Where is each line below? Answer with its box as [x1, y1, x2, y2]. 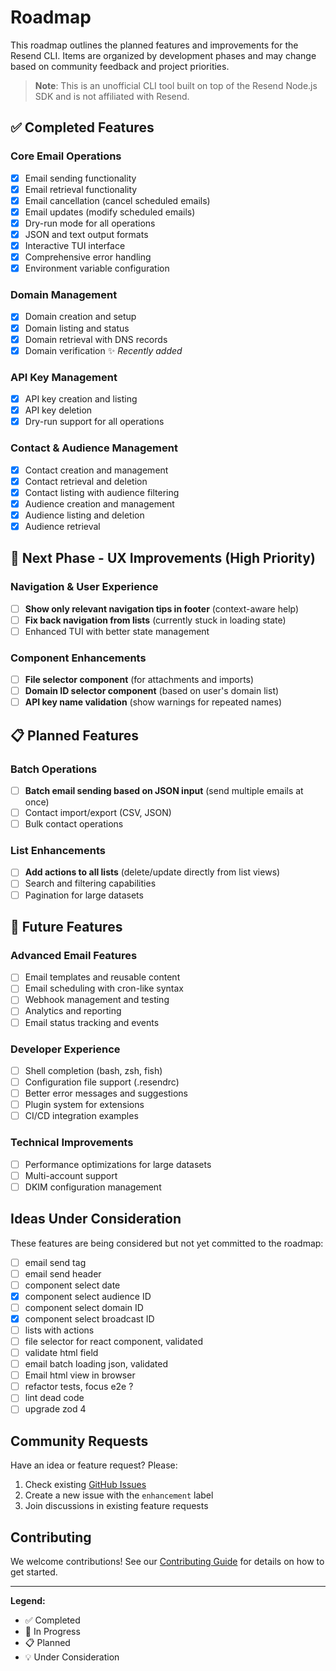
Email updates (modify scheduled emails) [24, 206, 196, 218]
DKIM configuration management [24, 1181, 162, 1193]
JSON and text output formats [24, 228, 149, 240]
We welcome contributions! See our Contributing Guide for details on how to [10, 1556, 325, 1568]
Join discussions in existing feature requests [24, 1500, 209, 1512]
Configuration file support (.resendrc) [24, 1076, 180, 1088]
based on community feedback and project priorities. [10, 60, 230, 72]
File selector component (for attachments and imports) [24, 674, 255, 686]
